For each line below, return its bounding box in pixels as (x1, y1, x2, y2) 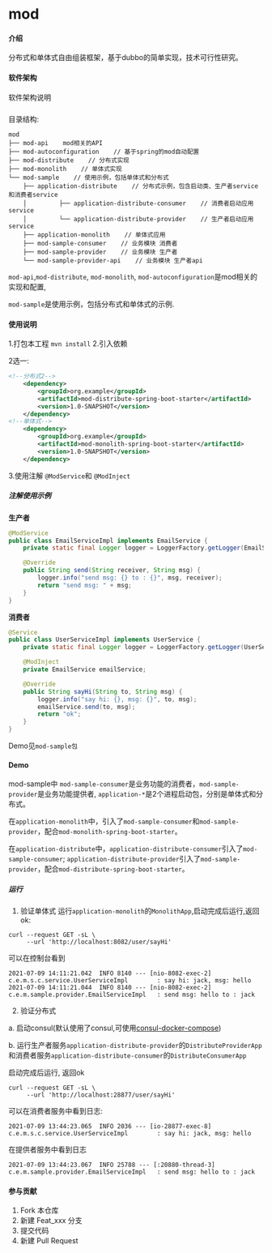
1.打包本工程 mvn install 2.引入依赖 (8, 339, 128, 349)
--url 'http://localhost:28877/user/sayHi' (26, 1091, 176, 1099)
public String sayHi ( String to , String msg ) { (23, 687, 183, 695)
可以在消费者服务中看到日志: (8, 1106, 104, 1116)
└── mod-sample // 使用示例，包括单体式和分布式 (8, 173, 169, 182)
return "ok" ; (37, 710, 82, 718)
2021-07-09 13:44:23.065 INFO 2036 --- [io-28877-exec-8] (8, 1123, 212, 1131)
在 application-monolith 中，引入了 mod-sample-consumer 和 (8, 816, 200, 827)
